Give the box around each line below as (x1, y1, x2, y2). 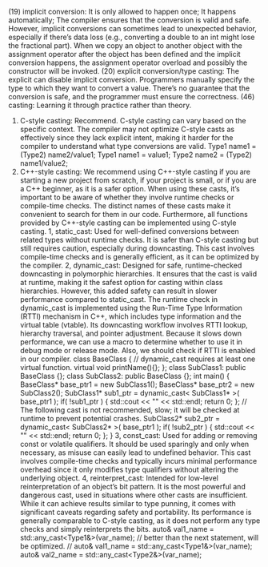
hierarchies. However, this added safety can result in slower (19, 286, 218, 296)
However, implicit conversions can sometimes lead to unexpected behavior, (8, 24, 258, 33)
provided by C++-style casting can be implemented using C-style (19, 218, 237, 227)
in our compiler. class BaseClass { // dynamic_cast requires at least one (19, 354, 256, 364)
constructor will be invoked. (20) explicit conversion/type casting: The (8, 66, 240, 75)
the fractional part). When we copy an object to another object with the (8, 41, 242, 50)
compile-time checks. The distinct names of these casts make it (19, 201, 231, 211)
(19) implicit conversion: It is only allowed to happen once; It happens (8, 7, 237, 16)
